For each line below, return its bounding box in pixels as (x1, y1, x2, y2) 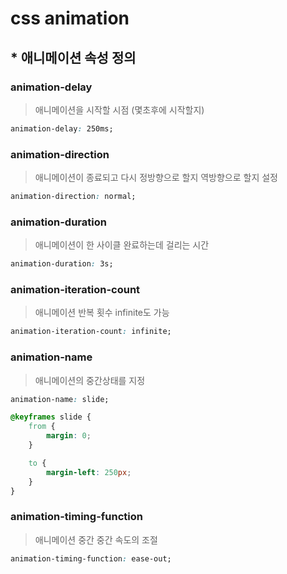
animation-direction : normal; (10, 192, 137, 202)
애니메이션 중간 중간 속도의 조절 (34, 533, 158, 546)
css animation (10, 7, 130, 30)
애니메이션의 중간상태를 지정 (34, 374, 146, 386)
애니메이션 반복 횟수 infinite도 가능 (34, 307, 170, 319)
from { (28, 422, 56, 432)
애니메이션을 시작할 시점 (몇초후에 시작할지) (34, 103, 205, 116)
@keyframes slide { (10, 412, 92, 422)
